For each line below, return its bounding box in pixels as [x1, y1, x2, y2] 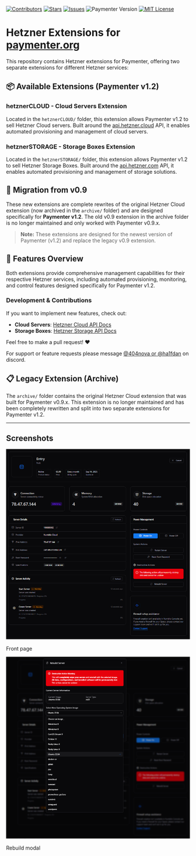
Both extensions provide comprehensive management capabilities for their [6, 269, 185, 276]
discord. [6, 356, 26, 363]
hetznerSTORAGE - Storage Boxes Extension [6, 142, 135, 150]
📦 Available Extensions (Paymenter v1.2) [6, 82, 159, 92]
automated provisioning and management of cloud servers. [6, 128, 149, 135]
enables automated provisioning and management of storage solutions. [6, 168, 177, 175]
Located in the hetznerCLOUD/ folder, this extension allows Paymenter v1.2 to [6, 115, 188, 122]
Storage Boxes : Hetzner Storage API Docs [14, 327, 117, 334]
